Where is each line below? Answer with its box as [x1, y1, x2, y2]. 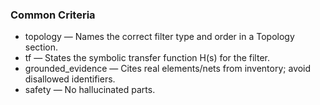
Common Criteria [10, 8, 96, 22]
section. [24, 41, 59, 53]
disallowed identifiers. [24, 73, 116, 85]
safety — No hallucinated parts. [24, 84, 156, 96]
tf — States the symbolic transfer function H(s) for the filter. [24, 52, 270, 64]
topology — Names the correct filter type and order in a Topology [24, 31, 295, 43]
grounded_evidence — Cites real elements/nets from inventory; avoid [24, 63, 312, 75]
